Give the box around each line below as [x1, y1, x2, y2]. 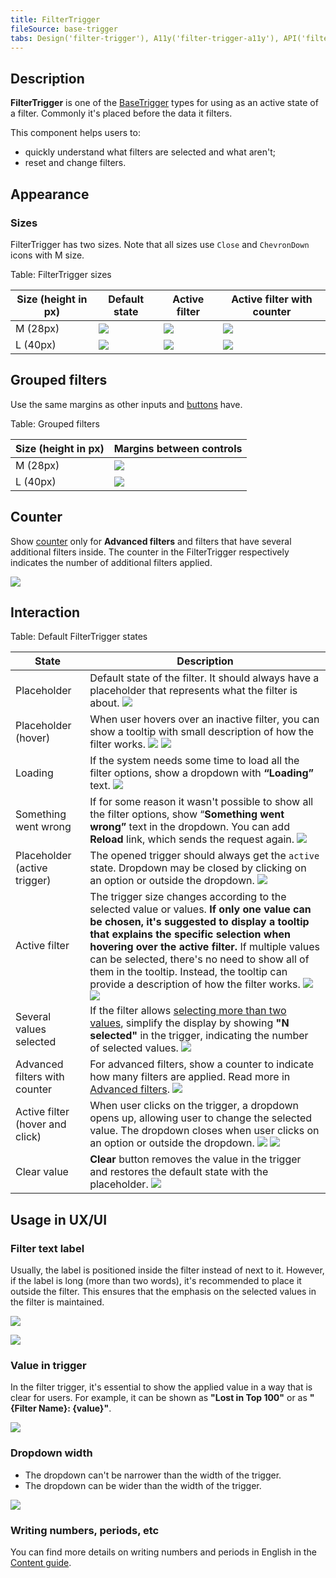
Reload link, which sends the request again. [89, 832, 295, 846]
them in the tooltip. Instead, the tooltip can [89, 965, 288, 979]
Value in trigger [10, 1358, 87, 1372]
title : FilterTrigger [10, 14, 101, 25]
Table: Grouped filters [10, 417, 100, 430]
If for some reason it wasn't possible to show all [89, 795, 314, 809]
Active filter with [231, 292, 313, 306]
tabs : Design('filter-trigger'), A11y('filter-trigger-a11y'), [10, 33, 280, 43]
